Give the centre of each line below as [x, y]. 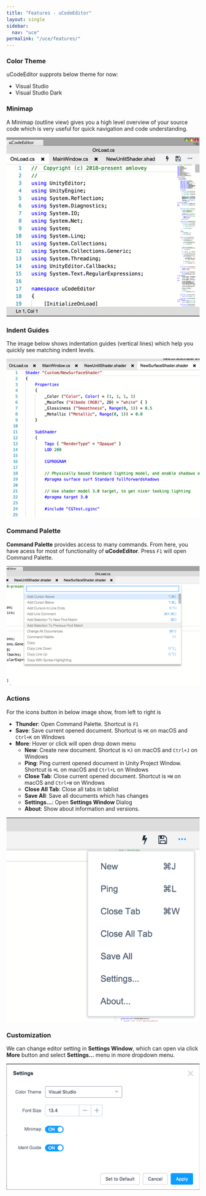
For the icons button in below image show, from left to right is [84, 712]
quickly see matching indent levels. [51, 350]
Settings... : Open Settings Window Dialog [78, 802]
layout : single [26, 19]
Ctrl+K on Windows [40, 737]
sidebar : [17, 26]
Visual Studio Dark [39, 93]
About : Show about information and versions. [82, 808]
